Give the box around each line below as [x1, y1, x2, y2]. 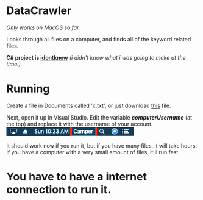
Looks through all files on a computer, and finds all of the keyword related [6, 35, 191, 43]
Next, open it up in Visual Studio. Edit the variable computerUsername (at [6, 113, 193, 121]
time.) [6, 60, 21, 68]
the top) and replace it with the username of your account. [6, 120, 153, 127]
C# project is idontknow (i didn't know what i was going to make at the [6, 54, 186, 61]
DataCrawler [6, 4, 72, 18]
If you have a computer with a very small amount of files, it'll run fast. [6, 148, 180, 155]
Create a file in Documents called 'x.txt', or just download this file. [6, 102, 171, 109]
